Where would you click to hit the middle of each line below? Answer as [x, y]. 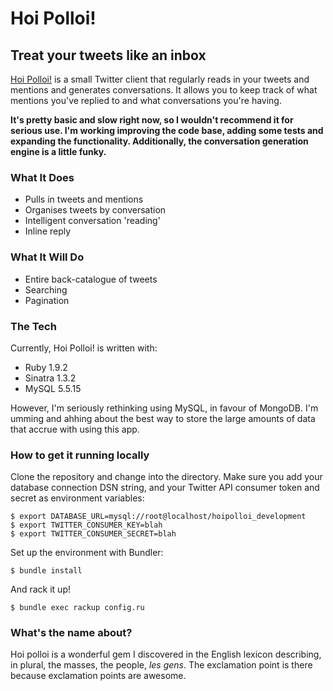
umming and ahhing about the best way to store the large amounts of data [163, 418]
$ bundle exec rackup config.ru [77, 608]
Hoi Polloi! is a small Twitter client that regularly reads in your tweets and [160, 79]
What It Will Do [47, 257]
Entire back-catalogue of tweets [91, 279]
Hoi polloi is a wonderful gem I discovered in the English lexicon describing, [166, 654]
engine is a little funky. [58, 151]
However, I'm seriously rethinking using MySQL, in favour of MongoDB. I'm [164, 408]
